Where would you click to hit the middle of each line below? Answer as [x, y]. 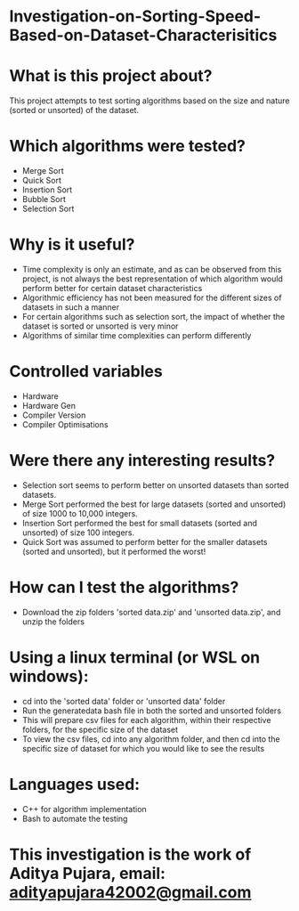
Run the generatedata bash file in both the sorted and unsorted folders [152, 711]
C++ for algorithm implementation [84, 809]
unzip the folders [53, 622]
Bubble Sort [44, 199]
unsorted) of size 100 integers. [78, 533]
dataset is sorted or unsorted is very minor [100, 326]
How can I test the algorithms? [124, 587]
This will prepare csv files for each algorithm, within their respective [146, 720]
